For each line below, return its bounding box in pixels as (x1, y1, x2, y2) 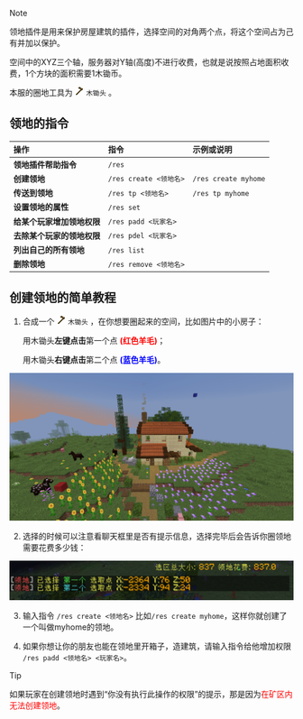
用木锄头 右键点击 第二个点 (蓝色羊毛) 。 (22, 354, 166, 364)
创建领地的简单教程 (9, 290, 116, 306)
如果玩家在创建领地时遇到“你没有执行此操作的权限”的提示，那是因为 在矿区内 (9, 688, 293, 699)
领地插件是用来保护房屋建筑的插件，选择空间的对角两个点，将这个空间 (9, 26, 271, 37)
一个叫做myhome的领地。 (22, 622, 119, 632)
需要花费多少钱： (22, 541, 87, 553)
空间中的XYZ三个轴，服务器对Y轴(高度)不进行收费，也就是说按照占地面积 (9, 57, 281, 67)
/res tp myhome (192, 189, 250, 198)
